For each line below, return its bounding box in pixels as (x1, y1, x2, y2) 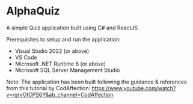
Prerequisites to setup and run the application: (6, 35, 121, 43)
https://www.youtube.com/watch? (91, 84, 176, 91)
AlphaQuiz (6, 4, 60, 18)
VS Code (14, 54, 37, 61)
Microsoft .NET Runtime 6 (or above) (14, 60, 106, 67)
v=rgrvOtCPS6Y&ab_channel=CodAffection (6, 91, 114, 98)
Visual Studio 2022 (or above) (14, 47, 90, 55)
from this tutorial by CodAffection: (6, 84, 91, 91)
